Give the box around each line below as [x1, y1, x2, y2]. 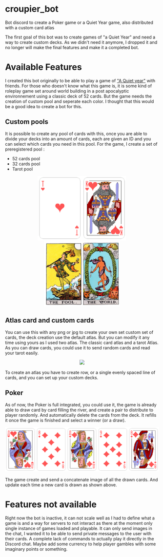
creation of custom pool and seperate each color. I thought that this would [5, 98, 154, 104]
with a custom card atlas [5, 24, 55, 30]
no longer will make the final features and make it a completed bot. [5, 44, 139, 50]
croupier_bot [5, 3, 59, 15]
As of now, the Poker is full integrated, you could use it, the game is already [5, 402, 157, 407]
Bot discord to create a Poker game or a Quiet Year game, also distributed [5, 19, 154, 25]
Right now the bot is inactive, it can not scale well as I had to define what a [5, 515, 155, 521]
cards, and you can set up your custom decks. [5, 374, 99, 381]
